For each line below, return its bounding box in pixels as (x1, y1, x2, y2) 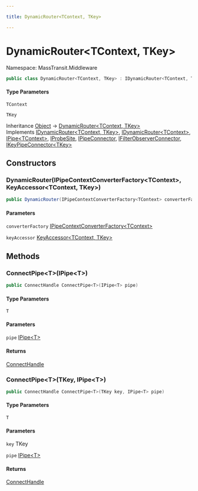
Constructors (6, 158, 57, 169)
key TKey (6, 440, 28, 447)
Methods (6, 251, 40, 261)
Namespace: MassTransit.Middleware (6, 64, 98, 71)
